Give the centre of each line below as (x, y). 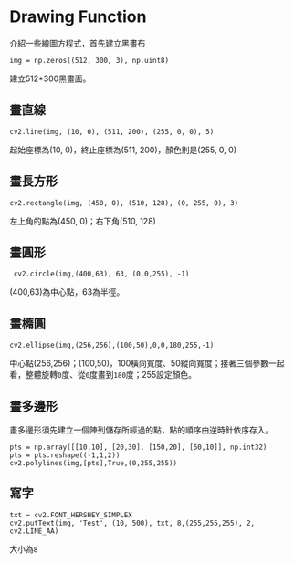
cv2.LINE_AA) (34, 531)
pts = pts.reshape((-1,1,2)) (65, 455)
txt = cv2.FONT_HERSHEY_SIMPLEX (71, 515)
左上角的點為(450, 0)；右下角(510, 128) (83, 221)
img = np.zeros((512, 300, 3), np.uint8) (89, 60)
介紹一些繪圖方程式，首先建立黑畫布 (78, 43)
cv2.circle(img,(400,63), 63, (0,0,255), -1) (101, 274)
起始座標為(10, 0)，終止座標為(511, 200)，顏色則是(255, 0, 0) (123, 150)
